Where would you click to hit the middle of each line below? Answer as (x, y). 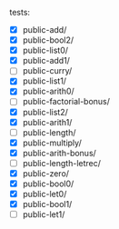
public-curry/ (47, 71)
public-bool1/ (47, 204)
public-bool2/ (48, 40)
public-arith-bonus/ (59, 153)
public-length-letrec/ (62, 163)
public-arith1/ (47, 122)
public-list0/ (45, 50)
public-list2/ (45, 112)
